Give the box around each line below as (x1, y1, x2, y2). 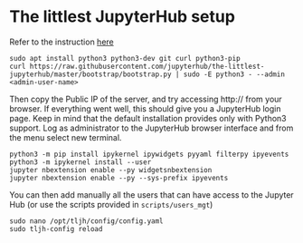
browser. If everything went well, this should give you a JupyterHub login (9, 102, 281, 114)
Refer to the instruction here (9, 36, 115, 47)
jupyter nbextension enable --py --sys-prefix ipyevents (9, 173, 229, 182)
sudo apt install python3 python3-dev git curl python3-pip (9, 53, 241, 63)
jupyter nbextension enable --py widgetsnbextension (9, 165, 213, 174)
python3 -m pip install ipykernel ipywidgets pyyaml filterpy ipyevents (9, 150, 289, 159)
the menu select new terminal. (9, 131, 122, 142)
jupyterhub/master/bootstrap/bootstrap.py (9, 70, 172, 79)
